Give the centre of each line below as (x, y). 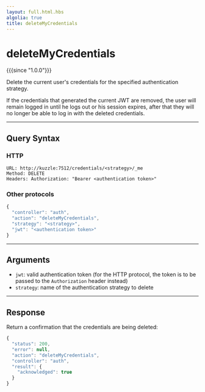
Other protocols (30, 194)
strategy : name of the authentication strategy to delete (84, 288)
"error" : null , (31, 349)
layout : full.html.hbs (35, 12)
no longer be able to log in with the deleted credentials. (76, 113)
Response (26, 312)
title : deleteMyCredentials (42, 23)
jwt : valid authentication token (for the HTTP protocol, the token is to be (106, 274)
